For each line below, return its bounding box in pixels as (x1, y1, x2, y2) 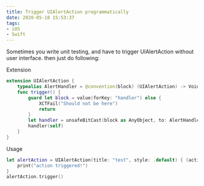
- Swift (6, 32, 26, 38)
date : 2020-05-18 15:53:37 (6, 15, 75, 21)
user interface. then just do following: (6, 55, 100, 62)
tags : (6, 20, 20, 26)
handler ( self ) (28, 123, 64, 129)
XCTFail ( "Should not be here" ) (38, 101, 118, 107)
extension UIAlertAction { (6, 78, 75, 84)
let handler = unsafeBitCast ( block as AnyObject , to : (28, 118, 167, 124)
